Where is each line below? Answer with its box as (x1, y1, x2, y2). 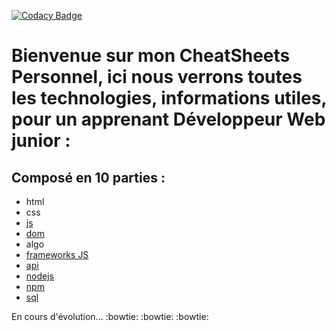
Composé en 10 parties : (11, 169, 166, 186)
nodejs (25, 270, 54, 282)
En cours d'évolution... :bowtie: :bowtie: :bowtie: (11, 311, 209, 322)
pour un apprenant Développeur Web (11, 108, 326, 131)
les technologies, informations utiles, (11, 87, 327, 110)
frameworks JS (25, 249, 89, 260)
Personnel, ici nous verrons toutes (11, 66, 303, 89)
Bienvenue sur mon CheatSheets (11, 45, 291, 67)
